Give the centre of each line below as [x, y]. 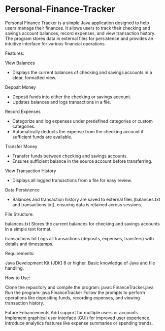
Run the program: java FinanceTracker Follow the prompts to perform [75, 293]
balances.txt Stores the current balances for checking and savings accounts [82, 223]
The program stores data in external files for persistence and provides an [79, 38]
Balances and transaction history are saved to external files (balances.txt [86, 199]
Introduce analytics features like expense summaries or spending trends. [79, 323]
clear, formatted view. [34, 77]
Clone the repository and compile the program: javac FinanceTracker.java [79, 287]
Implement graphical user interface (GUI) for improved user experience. [78, 318]
